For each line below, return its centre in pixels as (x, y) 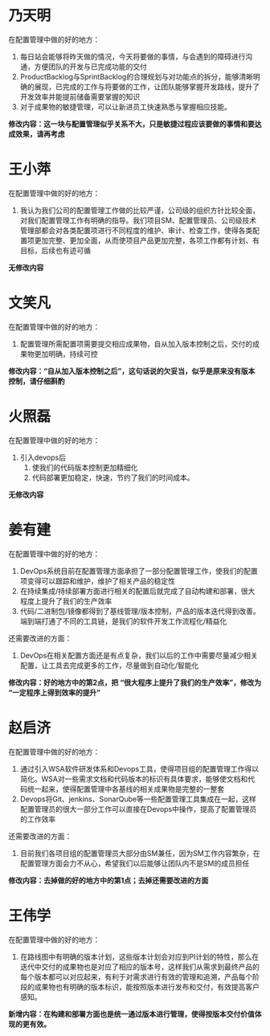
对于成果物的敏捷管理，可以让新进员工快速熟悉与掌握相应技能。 (125, 106)
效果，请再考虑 (40, 133)
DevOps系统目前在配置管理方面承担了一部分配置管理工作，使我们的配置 (139, 571)
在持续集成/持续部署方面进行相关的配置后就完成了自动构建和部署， (130, 591)
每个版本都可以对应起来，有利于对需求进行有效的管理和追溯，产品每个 (136, 977)
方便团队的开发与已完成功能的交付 (90, 66)
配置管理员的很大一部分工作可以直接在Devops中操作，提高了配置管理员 (138, 809)
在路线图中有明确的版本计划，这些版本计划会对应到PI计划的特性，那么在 (139, 956)
